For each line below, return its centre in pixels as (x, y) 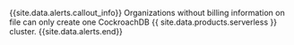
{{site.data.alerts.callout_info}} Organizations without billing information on (147, 13)
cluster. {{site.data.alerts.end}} (66, 31)
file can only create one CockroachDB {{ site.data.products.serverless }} (143, 22)
